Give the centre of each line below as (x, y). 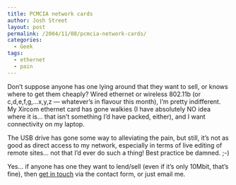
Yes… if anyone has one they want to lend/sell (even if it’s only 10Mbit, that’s (118, 166)
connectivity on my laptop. (46, 124)
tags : (15, 54)
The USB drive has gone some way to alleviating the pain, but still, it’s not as (118, 138)
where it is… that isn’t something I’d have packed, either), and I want (107, 117)
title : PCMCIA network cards (50, 14)
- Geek (23, 47)
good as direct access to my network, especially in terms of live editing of (115, 145)
